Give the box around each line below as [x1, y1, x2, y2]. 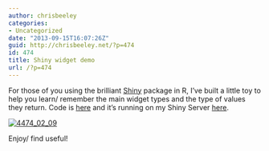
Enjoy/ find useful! [8, 133, 68, 143]
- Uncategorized [8, 26, 63, 34]
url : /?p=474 [8, 64, 52, 72]
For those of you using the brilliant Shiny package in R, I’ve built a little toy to [8, 85, 261, 95]
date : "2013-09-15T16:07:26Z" [8, 34, 110, 42]
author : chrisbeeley [8, 11, 78, 20]
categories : [8, 19, 48, 27]
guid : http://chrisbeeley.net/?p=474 [8, 42, 135, 50]
